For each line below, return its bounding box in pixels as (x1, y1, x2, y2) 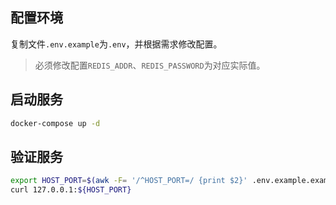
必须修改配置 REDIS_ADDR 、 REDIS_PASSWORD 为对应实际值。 (34, 59, 266, 71)
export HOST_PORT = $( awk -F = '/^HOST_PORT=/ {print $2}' (10, 176, 248, 186)
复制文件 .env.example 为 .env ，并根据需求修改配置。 (10, 38, 223, 50)
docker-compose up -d (10, 118, 101, 128)
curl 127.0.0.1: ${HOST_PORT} (10, 185, 132, 195)
